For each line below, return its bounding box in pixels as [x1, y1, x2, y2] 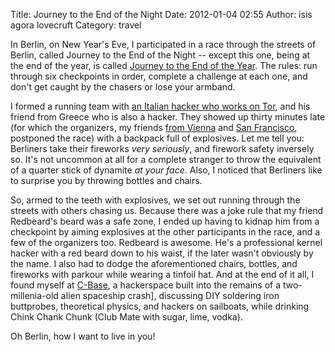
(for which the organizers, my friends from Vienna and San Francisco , [10, 122, 298, 133]
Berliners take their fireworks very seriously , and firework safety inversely [10, 143, 315, 154]
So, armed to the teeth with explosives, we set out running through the [10, 194, 301, 206]
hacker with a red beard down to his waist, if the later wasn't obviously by [10, 247, 314, 259]
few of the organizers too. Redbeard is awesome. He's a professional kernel [10, 237, 323, 248]
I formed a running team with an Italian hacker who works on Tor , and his [10, 100, 311, 112]
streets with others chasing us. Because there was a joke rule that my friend [10, 205, 324, 216]
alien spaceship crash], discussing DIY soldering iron [60, 290, 280, 301]
